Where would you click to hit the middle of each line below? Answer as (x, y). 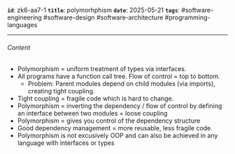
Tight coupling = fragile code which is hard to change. (95, 99)
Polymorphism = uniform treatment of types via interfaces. (102, 69)
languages (22, 25)
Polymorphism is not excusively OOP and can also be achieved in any (117, 136)
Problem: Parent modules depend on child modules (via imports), (121, 84)
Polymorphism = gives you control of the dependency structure (109, 121)
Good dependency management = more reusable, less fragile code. (115, 128)
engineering (24, 17)
